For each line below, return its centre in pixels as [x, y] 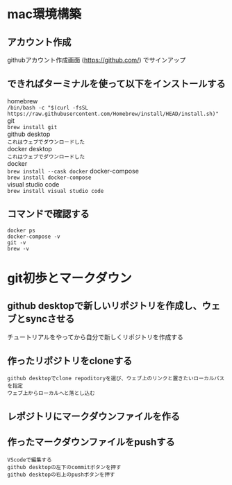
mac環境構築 [44, 14]
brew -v [18, 248]
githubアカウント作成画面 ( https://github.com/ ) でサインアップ [97, 60]
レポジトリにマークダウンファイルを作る [94, 416]
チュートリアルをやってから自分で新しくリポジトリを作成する [96, 337]
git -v [17, 242]
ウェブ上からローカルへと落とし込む [51, 393]
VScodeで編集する [30, 460]
